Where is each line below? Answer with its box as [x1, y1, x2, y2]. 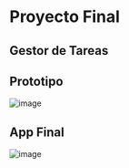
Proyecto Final [9, 6, 121, 27]
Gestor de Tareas [9, 43, 109, 58]
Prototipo [9, 73, 64, 89]
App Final [9, 124, 65, 140]
